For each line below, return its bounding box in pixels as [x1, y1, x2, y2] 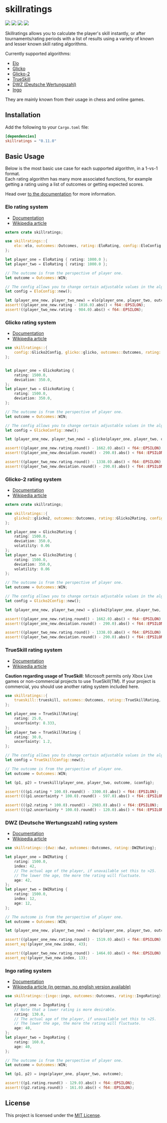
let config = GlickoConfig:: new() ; [5, 428, 79, 433]
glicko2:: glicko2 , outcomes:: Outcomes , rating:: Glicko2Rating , [14, 515, 148, 521]
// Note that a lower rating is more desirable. [14, 1007, 117, 1012]
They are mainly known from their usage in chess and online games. [5, 96, 145, 102]
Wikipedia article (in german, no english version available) [12, 984, 131, 990]
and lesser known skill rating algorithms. [5, 41, 88, 47]
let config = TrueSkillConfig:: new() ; [5, 757, 85, 762]
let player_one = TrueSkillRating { [5, 711, 79, 716]
